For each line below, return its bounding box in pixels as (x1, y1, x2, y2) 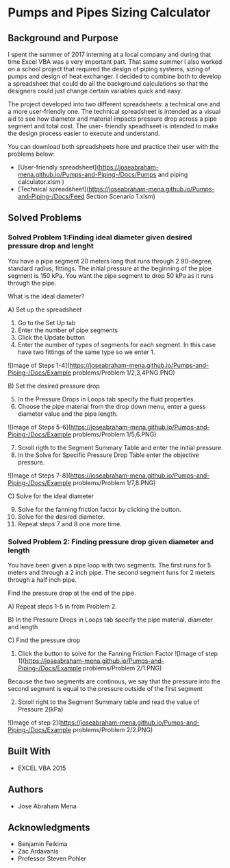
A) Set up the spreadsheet (8, 305, 82, 314)
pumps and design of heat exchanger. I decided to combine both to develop (8, 72, 222, 80)
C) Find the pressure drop (8, 636, 81, 644)
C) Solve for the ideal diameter (8, 492, 94, 500)
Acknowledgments (8, 822, 91, 833)
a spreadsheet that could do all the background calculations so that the (8, 80, 209, 87)
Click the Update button (17, 333, 85, 341)
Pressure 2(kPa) (17, 705, 64, 713)
